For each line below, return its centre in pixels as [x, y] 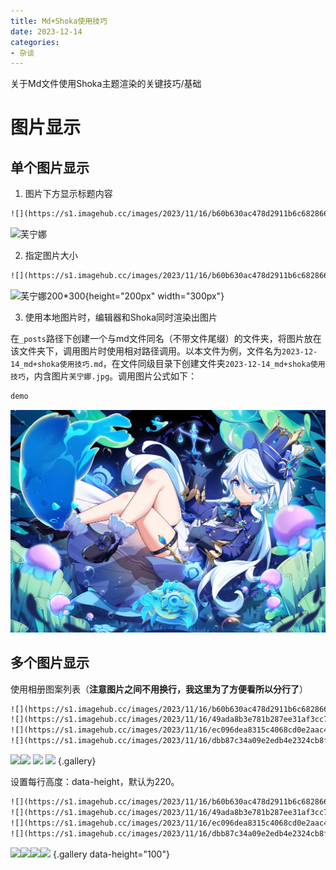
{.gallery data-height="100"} [111, 854]
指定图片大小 [51, 256]
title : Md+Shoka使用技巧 [59, 21]
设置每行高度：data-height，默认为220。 [95, 782]
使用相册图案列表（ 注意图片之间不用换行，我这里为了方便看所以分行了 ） [159, 689]
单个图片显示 [50, 167]
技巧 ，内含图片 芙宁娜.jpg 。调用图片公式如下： [104, 376]
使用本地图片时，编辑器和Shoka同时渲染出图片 [121, 317]
